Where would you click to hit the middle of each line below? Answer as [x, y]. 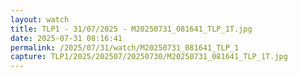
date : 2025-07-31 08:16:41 [66, 38]
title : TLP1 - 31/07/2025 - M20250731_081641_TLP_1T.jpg [131, 29]
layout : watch [40, 19]
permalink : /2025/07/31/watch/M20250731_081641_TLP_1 [125, 47]
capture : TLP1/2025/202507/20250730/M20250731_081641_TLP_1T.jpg [149, 57]
